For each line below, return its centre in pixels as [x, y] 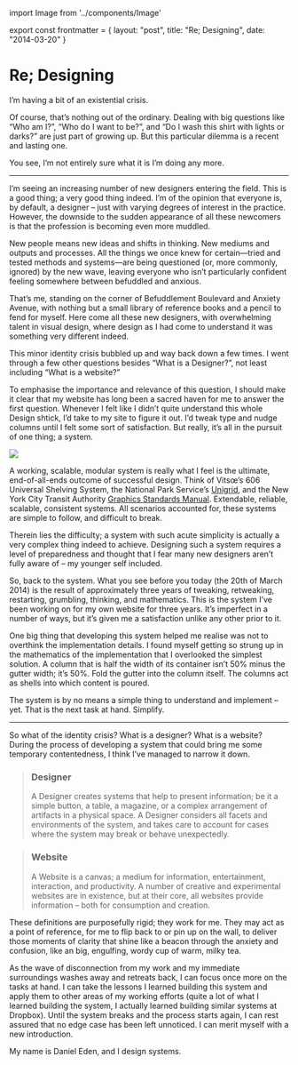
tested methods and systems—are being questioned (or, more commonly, [143, 262]
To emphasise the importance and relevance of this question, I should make [148, 389]
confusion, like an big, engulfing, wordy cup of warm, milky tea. [125, 950]
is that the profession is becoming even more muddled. [110, 226]
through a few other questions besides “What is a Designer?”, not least [138, 363]
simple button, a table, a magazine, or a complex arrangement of [149, 806]
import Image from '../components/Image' [86, 13]
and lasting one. [39, 145]
